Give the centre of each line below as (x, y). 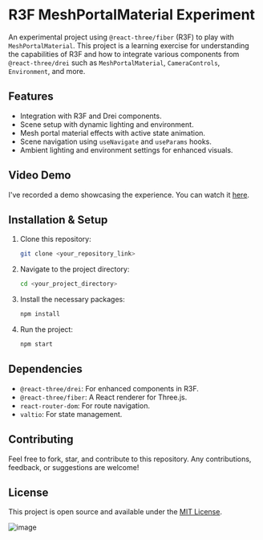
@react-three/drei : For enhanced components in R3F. (109, 388)
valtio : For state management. (71, 414)
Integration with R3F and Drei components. (91, 116)
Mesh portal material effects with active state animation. (113, 133)
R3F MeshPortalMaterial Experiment (131, 15)
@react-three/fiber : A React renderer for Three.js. (103, 397)
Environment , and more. (47, 71)
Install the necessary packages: (73, 300)
